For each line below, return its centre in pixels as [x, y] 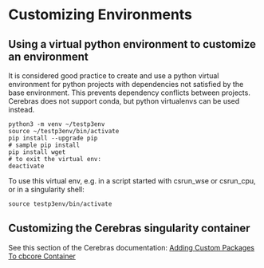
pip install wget [37, 152]
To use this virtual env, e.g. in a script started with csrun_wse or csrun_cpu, [132, 181]
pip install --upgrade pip [53, 138]
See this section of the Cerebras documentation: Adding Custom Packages [132, 247]
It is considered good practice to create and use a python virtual [114, 76]
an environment [49, 56]
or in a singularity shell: [47, 189]
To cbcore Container [42, 256]
